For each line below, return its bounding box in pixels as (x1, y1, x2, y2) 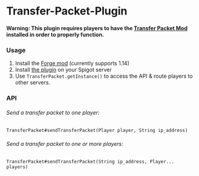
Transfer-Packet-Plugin (6, 4, 128, 18)
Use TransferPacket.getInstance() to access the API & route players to (15, 72, 193, 80)
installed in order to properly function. (6, 31, 105, 38)
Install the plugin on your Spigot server (15, 66, 112, 74)
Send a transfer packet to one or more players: (6, 140, 123, 147)
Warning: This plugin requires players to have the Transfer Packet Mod (6, 24, 188, 31)
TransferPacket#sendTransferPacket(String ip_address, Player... (6, 159, 174, 165)
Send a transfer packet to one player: (6, 108, 100, 116)
